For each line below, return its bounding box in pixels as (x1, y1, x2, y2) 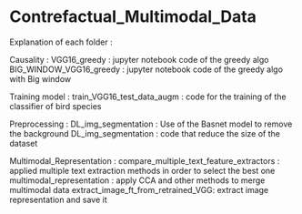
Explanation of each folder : (9, 36, 114, 47)
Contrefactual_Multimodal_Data (9, 6, 257, 27)
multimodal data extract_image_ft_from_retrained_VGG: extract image (9, 184, 269, 195)
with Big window (9, 73, 72, 84)
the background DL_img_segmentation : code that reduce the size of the (9, 127, 280, 138)
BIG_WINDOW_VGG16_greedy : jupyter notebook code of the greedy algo (9, 64, 284, 75)
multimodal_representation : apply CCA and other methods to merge (9, 175, 266, 186)
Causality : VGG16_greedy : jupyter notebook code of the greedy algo (9, 54, 269, 65)
